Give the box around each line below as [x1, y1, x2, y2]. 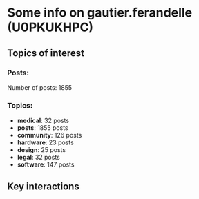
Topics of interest [7, 47, 85, 59]
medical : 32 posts [17, 116, 70, 125]
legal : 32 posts [17, 153, 60, 162]
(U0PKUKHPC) [7, 19, 94, 35]
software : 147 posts [17, 160, 75, 169]
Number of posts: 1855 [7, 83, 73, 91]
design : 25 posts [17, 146, 66, 154]
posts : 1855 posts [17, 124, 68, 132]
